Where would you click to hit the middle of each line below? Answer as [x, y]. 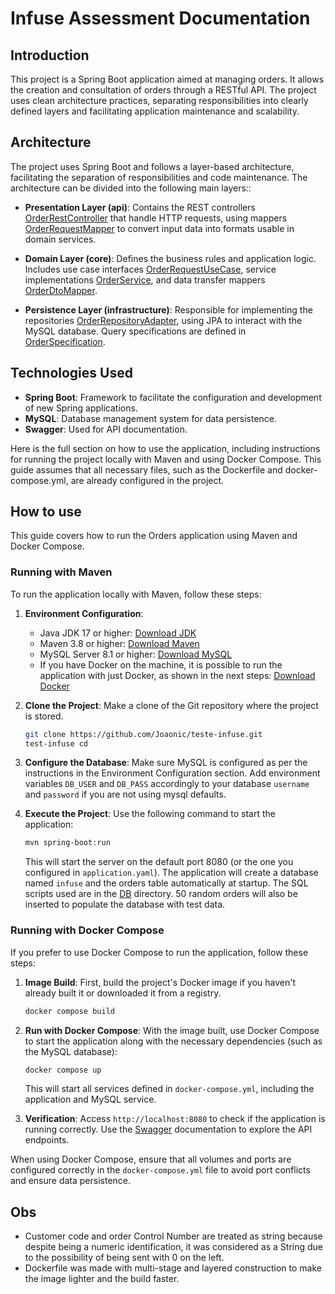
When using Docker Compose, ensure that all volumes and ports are [151, 1159]
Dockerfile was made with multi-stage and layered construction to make [173, 1268]
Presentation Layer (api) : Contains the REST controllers [140, 207]
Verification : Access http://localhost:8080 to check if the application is [175, 1119]
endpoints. [47, 1140]
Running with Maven [61, 572]
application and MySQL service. [90, 1099]
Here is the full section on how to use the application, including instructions [165, 448]
